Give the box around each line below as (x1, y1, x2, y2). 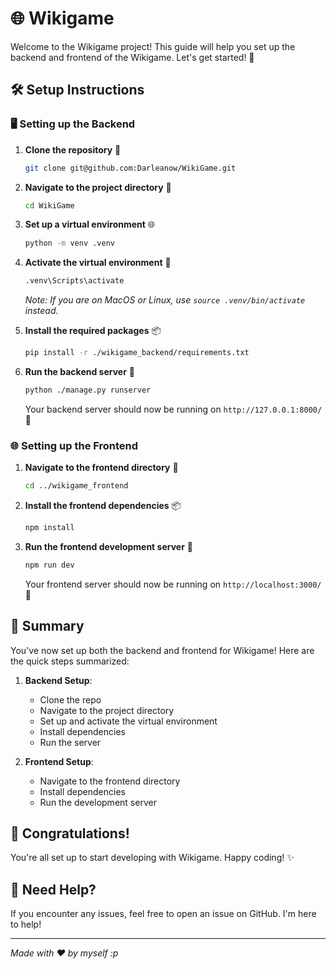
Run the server (39, 736, 102, 748)
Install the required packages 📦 (24, 325, 162, 337)
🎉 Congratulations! (10, 825, 130, 842)
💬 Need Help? (10, 881, 97, 898)
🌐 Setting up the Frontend (10, 438, 139, 452)
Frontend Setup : (24, 755, 94, 767)
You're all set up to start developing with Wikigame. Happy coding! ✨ (10, 852, 295, 864)
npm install (24, 523, 75, 533)
